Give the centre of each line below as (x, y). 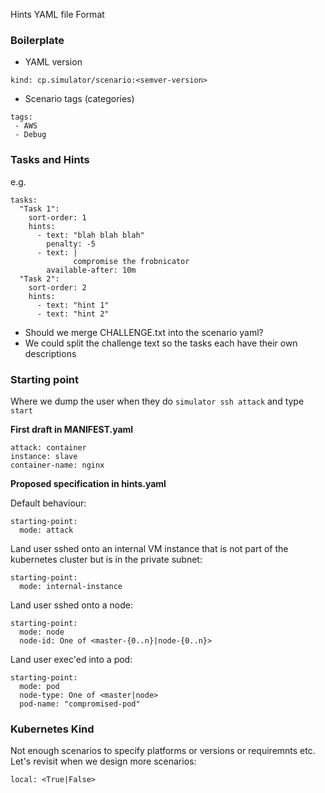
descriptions (50, 353)
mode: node (42, 632)
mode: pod (39, 686)
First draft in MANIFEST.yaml (72, 429)
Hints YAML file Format (57, 14)
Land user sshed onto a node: (71, 605)
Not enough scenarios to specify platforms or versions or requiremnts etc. (163, 751)
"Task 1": (39, 209)
